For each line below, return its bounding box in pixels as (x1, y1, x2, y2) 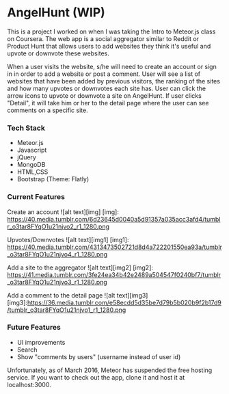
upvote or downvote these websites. (7, 49, 109, 57)
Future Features (7, 323, 62, 332)
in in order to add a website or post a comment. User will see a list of (7, 70, 200, 78)
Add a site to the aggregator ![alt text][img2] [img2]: (7, 263, 154, 272)
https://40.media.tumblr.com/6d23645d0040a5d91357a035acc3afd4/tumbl (7, 215, 221, 223)
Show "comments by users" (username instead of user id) (16, 352, 181, 360)
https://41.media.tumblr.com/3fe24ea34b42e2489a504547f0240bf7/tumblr (7, 270, 221, 278)
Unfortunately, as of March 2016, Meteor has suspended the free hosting (7, 366, 213, 374)
